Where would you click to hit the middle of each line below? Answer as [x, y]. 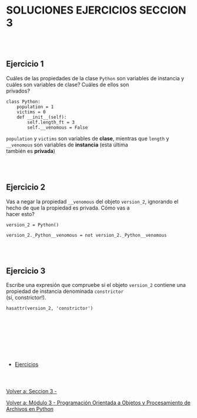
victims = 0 [31, 112]
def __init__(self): [42, 117]
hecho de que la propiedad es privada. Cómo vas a [68, 208]
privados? [18, 91]
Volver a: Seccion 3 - [31, 391]
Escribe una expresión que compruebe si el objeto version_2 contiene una [96, 285]
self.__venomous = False [58, 128]
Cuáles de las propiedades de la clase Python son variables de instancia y [95, 78]
